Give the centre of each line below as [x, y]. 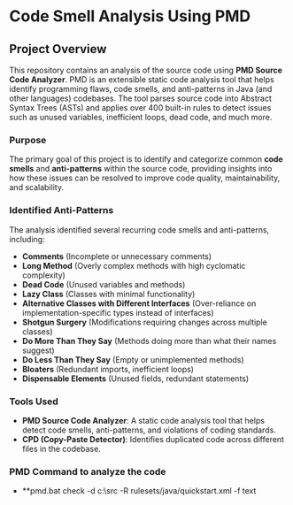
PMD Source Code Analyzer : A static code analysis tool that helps [143, 420]
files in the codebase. [62, 448]
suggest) [38, 350]
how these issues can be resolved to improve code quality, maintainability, [145, 178]
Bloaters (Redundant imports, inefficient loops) [108, 369]
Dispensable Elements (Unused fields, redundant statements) [135, 379]
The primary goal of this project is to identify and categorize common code [146, 159]
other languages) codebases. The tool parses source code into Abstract [140, 98]
